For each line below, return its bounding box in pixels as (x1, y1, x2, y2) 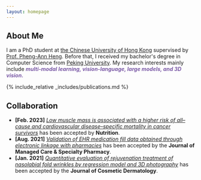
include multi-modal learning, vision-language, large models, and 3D (6, 66, 182, 73)
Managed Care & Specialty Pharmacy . (14, 148, 112, 156)
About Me (6, 31, 44, 41)
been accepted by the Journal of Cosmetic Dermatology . (14, 167, 159, 175)
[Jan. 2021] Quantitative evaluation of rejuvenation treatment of (14, 154, 173, 162)
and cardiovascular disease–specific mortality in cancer (32, 123, 171, 130)
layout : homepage (6, 8, 50, 15)
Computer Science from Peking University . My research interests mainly (6, 59, 184, 66)
